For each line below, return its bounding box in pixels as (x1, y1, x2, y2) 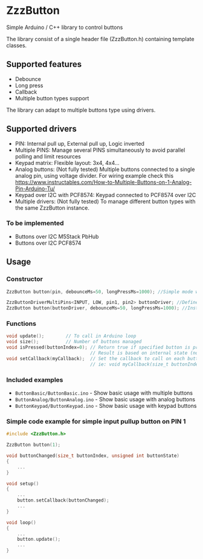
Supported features (6, 59, 82, 69)
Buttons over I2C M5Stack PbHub (14, 233, 99, 240)
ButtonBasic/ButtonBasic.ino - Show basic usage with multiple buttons (14, 389, 193, 396)
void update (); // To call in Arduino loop (6, 333, 137, 339)
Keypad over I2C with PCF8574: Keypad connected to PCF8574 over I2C (14, 191, 196, 198)
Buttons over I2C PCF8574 (14, 239, 82, 247)
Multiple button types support (14, 94, 89, 102)
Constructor (6, 275, 43, 283)
